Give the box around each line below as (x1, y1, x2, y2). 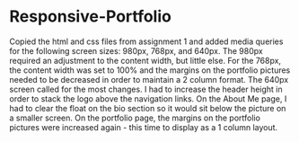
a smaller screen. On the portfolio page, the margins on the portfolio (9, 112, 260, 123)
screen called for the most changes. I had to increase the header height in (9, 84, 283, 94)
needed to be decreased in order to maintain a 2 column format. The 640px (9, 74, 289, 84)
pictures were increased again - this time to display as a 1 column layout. (9, 121, 278, 132)
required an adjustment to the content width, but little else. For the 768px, (9, 55, 281, 66)
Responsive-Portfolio (9, 6, 172, 27)
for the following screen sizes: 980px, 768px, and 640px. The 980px (9, 45, 263, 56)
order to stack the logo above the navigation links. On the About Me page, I (9, 93, 287, 104)
